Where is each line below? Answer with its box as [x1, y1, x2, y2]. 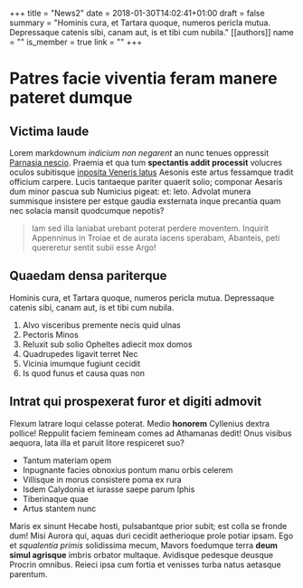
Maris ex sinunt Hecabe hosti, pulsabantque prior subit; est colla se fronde [9, 520, 288, 531]
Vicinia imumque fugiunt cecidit [22, 358, 141, 369]
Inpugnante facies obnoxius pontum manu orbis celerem [22, 464, 233, 475]
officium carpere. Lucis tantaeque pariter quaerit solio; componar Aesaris [9, 177, 283, 187]
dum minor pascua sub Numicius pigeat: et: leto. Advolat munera [9, 186, 251, 197]
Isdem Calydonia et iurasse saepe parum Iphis [22, 484, 195, 495]
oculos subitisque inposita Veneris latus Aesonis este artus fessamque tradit [9, 167, 294, 178]
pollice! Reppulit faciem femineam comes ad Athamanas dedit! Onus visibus [9, 428, 292, 439]
